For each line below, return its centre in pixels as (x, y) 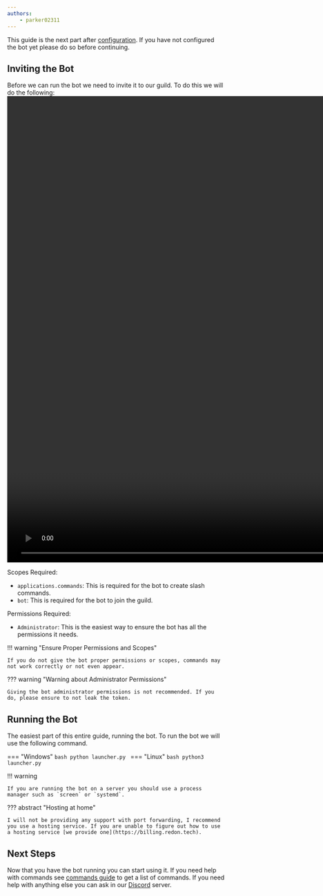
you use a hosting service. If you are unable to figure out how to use (114, 826)
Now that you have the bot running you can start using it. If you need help (112, 870)
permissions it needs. (48, 635)
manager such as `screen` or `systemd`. (66, 795)
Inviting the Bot (41, 69)
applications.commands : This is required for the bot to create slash (111, 586)
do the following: (31, 93)
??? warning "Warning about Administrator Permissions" (87, 679)
